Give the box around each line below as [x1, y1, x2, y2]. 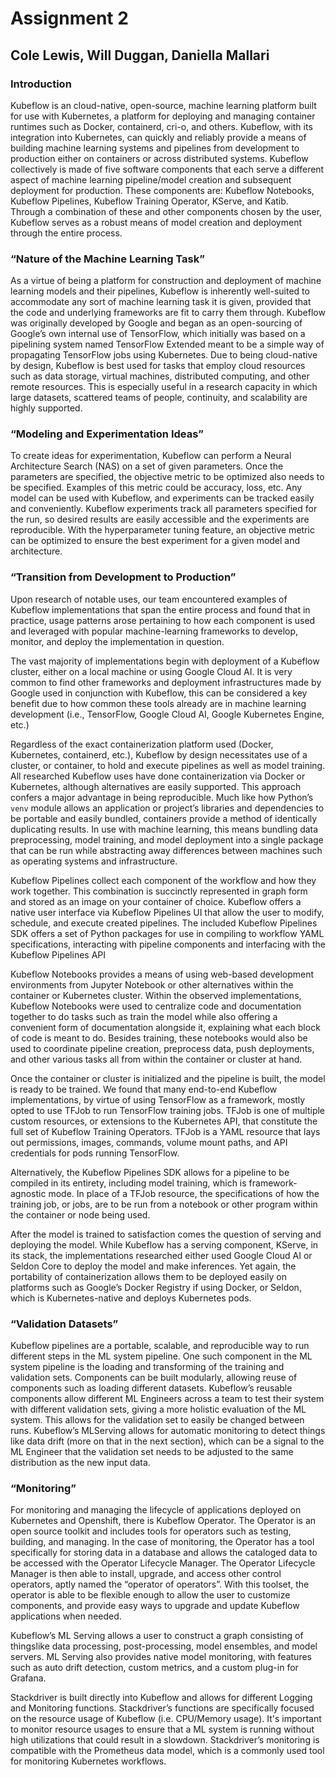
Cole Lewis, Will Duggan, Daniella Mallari [10, 47, 270, 64]
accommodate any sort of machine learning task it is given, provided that [10, 296, 312, 308]
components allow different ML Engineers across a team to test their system [10, 1393, 325, 1405]
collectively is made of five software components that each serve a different [10, 163, 325, 175]
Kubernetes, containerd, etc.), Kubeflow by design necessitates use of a [10, 748, 308, 761]
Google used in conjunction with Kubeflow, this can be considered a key [10, 687, 308, 699]
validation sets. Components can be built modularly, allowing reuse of [10, 1372, 298, 1384]
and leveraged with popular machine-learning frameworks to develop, [10, 625, 299, 637]
